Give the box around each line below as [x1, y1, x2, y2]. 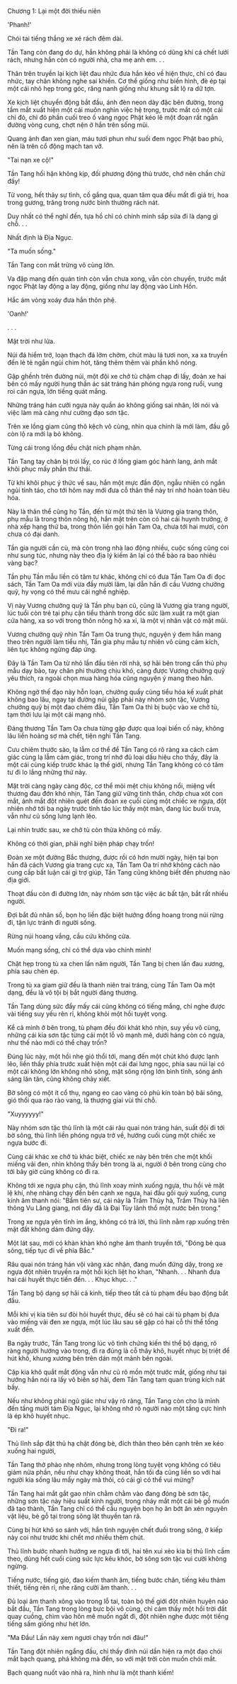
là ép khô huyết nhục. [7, 1412, 71, 1420]
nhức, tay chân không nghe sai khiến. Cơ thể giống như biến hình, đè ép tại [7, 77, 226, 85]
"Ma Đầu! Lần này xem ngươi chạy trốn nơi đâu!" [7, 1634, 149, 1641]
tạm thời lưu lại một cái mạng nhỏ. [7, 710, 106, 719]
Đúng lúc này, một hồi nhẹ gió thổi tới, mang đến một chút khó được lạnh [7, 1052, 219, 1060]
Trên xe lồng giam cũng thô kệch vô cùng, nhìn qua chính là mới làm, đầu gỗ [7, 422, 230, 431]
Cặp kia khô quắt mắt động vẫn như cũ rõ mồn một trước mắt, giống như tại [7, 1368, 227, 1376]
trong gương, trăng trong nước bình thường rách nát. [7, 199, 160, 206]
